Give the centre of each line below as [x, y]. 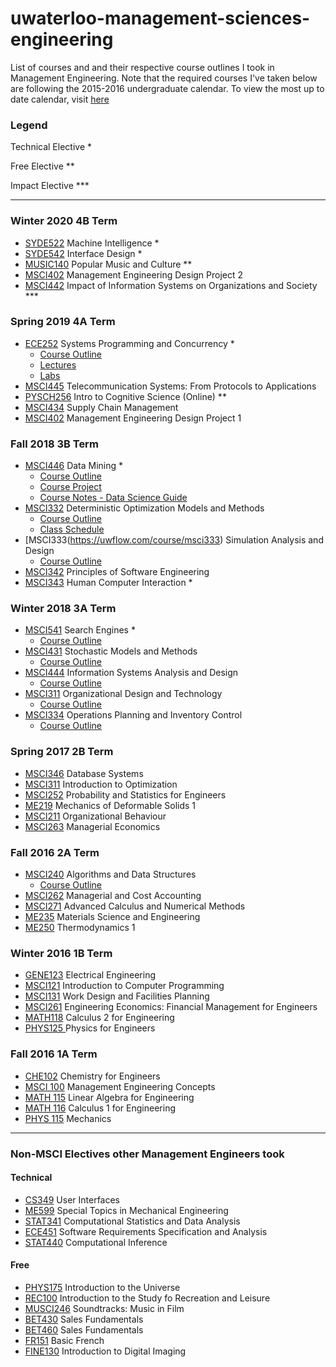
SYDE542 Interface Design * [83, 253]
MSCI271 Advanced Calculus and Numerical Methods [135, 906]
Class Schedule [72, 529]
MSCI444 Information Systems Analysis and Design [131, 673]
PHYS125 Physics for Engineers [90, 1028]
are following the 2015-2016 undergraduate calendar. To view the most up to [167, 88]
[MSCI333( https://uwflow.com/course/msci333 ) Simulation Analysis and [174, 540]
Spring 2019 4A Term [63, 322]
